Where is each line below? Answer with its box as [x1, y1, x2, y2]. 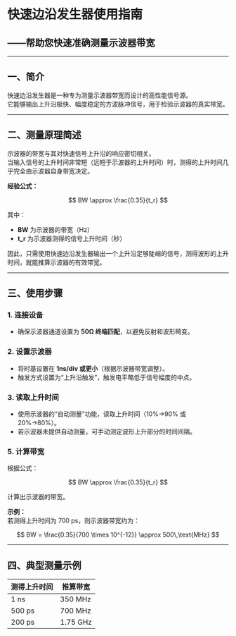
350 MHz [60, 594, 91, 604]
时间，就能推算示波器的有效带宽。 [7, 258, 106, 267]
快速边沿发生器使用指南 [7, 6, 143, 23]
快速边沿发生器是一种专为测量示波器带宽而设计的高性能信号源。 [7, 91, 192, 99]
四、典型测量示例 [7, 559, 81, 571]
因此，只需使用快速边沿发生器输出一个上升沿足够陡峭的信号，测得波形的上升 [7, 249, 229, 257]
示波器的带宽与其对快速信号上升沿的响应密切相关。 [7, 149, 155, 157]
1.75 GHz [60, 618, 93, 628]
